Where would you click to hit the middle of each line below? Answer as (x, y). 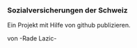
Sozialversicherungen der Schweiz (67, 10)
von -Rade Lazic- (32, 38)
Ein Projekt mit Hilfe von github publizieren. (69, 25)
